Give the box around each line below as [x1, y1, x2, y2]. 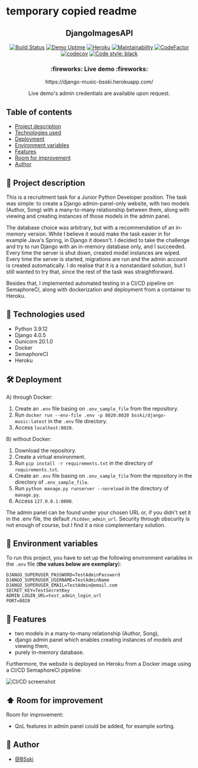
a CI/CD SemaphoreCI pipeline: [6, 667, 82, 674]
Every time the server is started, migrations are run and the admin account [6, 255, 187, 262]
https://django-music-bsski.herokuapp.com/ [45, 78, 154, 85]
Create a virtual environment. [14, 453, 86, 460]
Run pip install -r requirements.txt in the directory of [14, 459, 153, 466]
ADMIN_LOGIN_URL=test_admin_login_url [6, 593, 102, 599]
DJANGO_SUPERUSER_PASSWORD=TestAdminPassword [6, 572, 120, 578]
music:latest [14, 418, 47, 424]
